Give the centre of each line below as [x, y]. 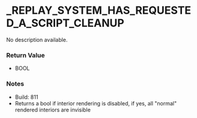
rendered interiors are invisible [53, 110]
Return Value [26, 55]
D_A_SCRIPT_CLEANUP [65, 23]
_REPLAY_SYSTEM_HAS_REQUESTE [99, 10]
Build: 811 [26, 97]
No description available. [37, 40]
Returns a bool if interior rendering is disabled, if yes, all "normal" [96, 103]
